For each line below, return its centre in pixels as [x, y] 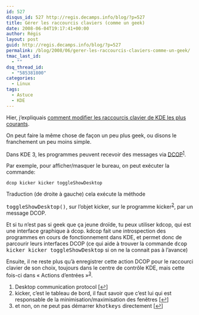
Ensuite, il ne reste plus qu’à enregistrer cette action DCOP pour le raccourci [100, 261]
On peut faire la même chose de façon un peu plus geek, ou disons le [91, 135]
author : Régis [24, 34]
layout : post [22, 39]
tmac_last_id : [24, 56]
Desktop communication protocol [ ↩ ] [61, 286]
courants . [18, 123]
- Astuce [22, 95]
